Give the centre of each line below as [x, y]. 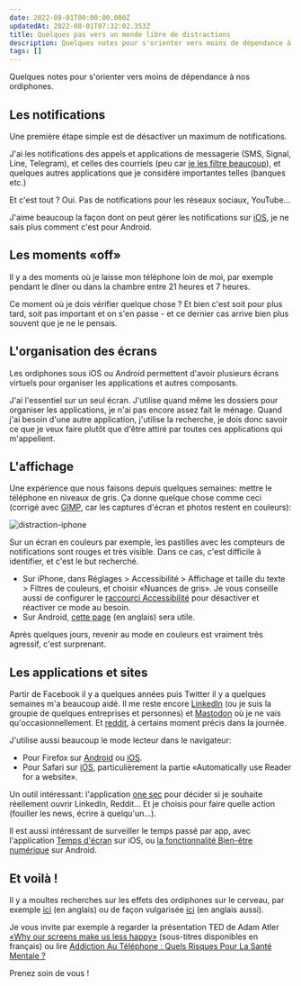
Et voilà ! [34, 878]
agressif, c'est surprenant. [58, 644]
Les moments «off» [65, 255]
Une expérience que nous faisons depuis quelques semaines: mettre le [141, 488]
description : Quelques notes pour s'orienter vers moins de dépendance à [150, 43]
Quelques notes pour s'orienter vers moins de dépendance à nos [129, 77]
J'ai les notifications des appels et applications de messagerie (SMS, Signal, [150, 153]
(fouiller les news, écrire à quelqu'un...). [83, 814]
